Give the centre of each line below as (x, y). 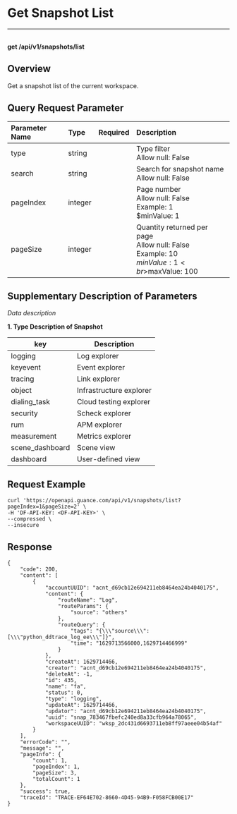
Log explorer (98, 356)
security (24, 413)
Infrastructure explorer (114, 391)
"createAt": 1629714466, (81, 662)
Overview (29, 69)
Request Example (47, 484)
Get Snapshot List (61, 13)
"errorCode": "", (45, 742)
